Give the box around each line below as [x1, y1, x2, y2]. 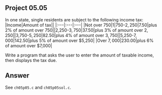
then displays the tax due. [5, 57, 57, 63]
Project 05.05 [5, 4, 48, 12]
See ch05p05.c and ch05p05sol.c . [5, 84, 72, 90]
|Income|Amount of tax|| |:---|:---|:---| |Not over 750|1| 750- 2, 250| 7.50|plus [5, 22, 157, 28]
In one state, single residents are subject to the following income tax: [5, 17, 143, 22]
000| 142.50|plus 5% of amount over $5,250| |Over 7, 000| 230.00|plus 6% [5, 38, 154, 43]
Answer [5, 72, 30, 80]
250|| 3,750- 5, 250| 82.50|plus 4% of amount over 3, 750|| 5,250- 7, [5, 32, 137, 38]
